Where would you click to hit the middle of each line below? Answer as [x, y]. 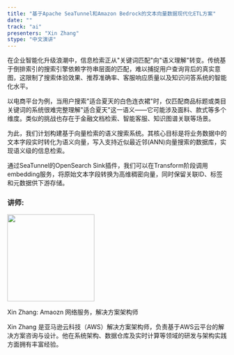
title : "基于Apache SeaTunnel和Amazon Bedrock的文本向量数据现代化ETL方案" [112, 14]
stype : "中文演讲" [32, 40]
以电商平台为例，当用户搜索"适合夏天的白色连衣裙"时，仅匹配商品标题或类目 [117, 101]
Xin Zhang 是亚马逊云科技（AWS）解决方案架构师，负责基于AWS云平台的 [113, 327]
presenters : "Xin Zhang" [43, 33]
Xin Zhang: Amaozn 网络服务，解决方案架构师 [73, 312]
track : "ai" [24, 26]
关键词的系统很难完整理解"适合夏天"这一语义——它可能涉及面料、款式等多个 [117, 110]
